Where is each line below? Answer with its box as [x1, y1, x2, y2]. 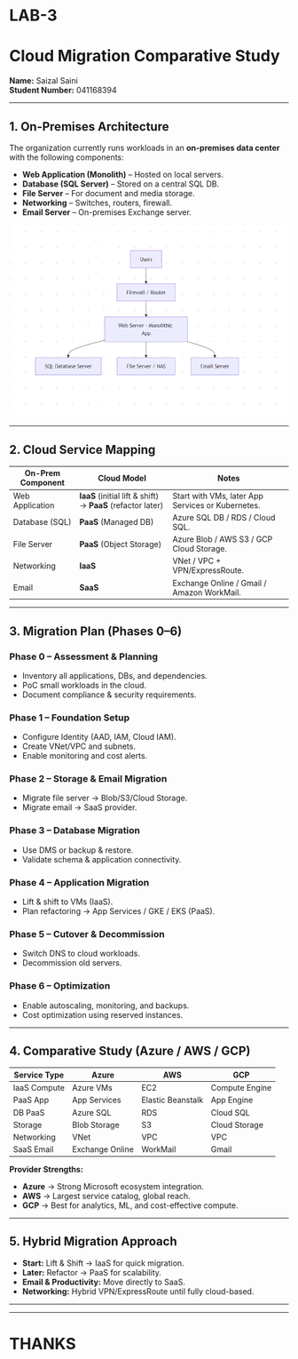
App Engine [210, 1094, 254, 1106]
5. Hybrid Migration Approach [9, 1234, 177, 1249]
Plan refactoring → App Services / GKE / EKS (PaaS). [21, 906, 216, 917]
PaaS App [12, 1094, 50, 1106]
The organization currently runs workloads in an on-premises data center [9, 142, 280, 153]
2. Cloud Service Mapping [9, 441, 156, 457]
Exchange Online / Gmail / [172, 577, 267, 588]
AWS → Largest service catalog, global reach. [21, 1190, 191, 1201]
